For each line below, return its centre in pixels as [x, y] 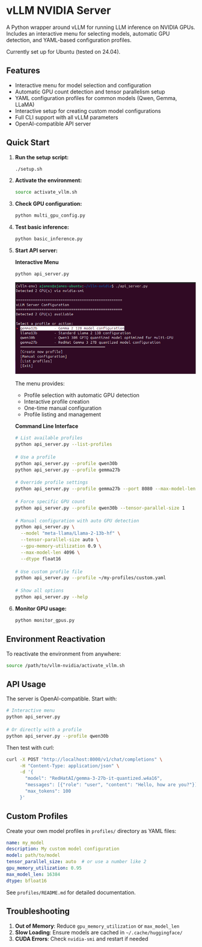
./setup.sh [29, 169]
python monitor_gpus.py [45, 620]
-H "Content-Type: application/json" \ [69, 766]
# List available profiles [49, 438]
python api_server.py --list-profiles [63, 445]
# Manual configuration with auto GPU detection [77, 521]
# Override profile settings [51, 483]
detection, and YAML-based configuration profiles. [69, 40]
